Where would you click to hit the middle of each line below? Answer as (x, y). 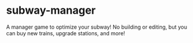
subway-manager (51, 10)
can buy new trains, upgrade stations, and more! (66, 33)
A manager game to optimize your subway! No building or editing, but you (97, 27)
